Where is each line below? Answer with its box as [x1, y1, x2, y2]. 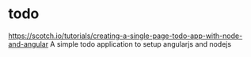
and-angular [8, 39, 49, 48]
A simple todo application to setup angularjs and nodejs [50, 39, 232, 48]
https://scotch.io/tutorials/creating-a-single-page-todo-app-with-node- [8, 31, 243, 40]
